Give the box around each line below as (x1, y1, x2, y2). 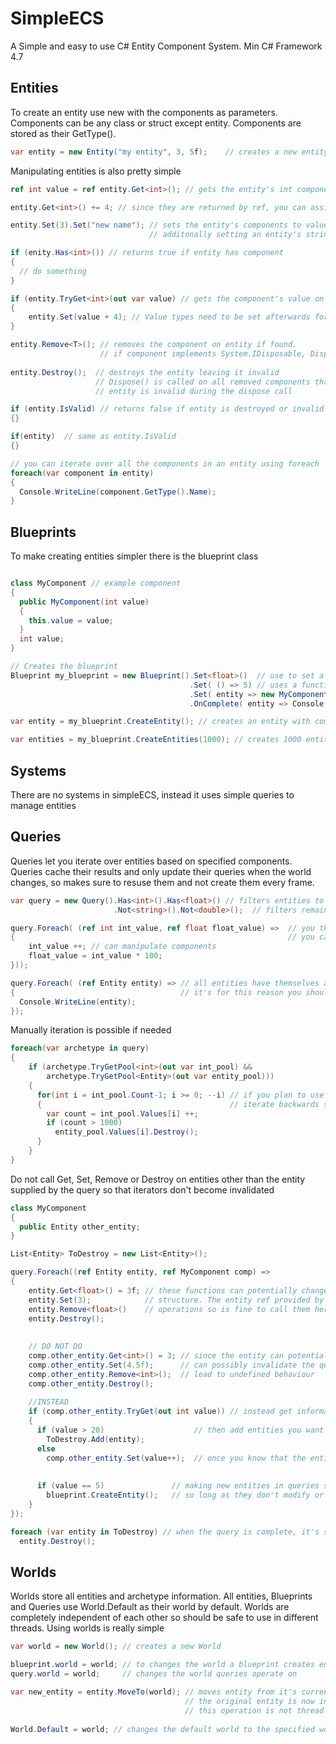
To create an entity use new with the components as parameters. (10, 106, 278, 118)
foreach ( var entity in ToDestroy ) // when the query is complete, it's (10, 1527, 320, 1537)
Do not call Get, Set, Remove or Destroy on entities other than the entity (10, 1173, 306, 1185)
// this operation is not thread (184, 1705, 325, 1716)
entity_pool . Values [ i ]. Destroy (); (54, 1127, 199, 1137)
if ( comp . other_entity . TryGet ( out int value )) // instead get (28, 1407, 293, 1417)
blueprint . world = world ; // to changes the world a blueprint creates (10, 1660, 315, 1670)
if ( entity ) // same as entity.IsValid (10, 432, 177, 442)
